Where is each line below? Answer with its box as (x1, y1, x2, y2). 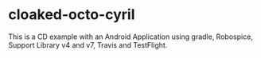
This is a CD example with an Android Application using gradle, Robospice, (8, 32, 253, 41)
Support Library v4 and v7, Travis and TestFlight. (8, 40, 168, 49)
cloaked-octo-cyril (8, 6, 135, 24)
